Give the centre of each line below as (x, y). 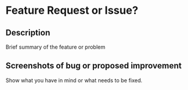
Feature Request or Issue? (72, 10)
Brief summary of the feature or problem (55, 47)
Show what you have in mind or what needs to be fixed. (74, 80)
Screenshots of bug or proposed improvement (94, 66)
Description (28, 33)
